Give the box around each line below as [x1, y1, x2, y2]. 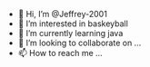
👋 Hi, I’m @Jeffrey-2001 [17, 9, 107, 19]
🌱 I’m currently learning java [17, 28, 124, 38]
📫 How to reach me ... [17, 48, 103, 58]
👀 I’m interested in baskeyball [17, 18, 129, 29]
